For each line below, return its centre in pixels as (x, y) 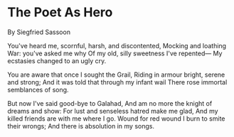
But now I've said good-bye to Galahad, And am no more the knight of (110, 103)
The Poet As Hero (60, 12)
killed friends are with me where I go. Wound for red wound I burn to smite (116, 119)
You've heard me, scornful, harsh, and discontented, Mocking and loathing (117, 45)
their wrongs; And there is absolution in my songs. (81, 126)
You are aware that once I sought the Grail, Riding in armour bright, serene (116, 75)
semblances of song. (38, 89)
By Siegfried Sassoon (39, 32)
